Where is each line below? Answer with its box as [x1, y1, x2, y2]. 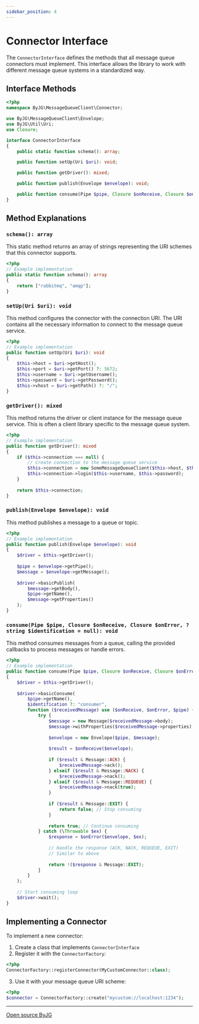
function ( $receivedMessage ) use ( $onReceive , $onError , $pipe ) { [27, 707, 195, 713]
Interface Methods [6, 84, 76, 94]
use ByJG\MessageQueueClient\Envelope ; [6, 116, 105, 122]
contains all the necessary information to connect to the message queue [6, 321, 183, 328]
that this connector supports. [6, 249, 77, 256]
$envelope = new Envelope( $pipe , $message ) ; [48, 734, 161, 741]
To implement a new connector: [6, 933, 84, 940]
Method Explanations [6, 213, 87, 223]
